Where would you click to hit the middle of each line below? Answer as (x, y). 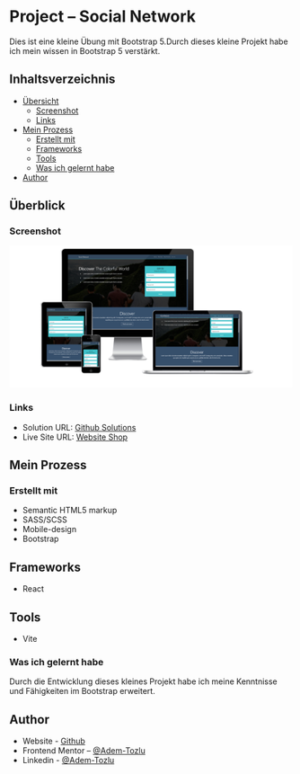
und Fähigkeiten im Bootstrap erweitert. (82, 691)
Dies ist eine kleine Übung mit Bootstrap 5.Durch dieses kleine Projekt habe (149, 41)
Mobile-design (49, 529)
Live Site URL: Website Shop (75, 437)
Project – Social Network (102, 17)
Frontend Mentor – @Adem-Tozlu (84, 751)
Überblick (37, 205)
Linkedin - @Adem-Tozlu (68, 761)
